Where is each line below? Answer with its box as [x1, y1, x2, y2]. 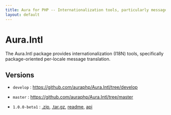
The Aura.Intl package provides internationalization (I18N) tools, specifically [5, 51, 164, 57]
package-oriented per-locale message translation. [5, 56, 111, 62]
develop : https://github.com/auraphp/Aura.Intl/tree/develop [12, 84, 138, 90]
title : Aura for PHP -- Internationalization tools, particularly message [5, 7, 167, 13]
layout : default [5, 12, 40, 17]
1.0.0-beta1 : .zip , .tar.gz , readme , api [12, 104, 93, 110]
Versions [5, 70, 35, 79]
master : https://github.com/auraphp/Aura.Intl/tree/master [12, 94, 133, 100]
